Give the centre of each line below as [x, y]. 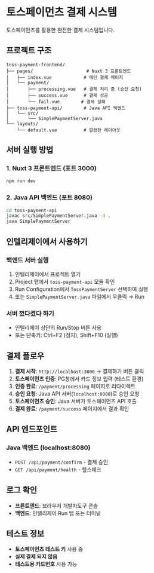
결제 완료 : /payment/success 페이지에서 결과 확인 [72, 409]
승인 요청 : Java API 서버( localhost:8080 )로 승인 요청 [77, 394]
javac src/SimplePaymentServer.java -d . [58, 216]
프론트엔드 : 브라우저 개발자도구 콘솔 [56, 505]
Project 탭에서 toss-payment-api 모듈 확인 [65, 281]
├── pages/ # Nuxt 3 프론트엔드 [69, 71]
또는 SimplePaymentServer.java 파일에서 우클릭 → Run [80, 296]
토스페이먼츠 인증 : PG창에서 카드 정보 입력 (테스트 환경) [79, 379]
